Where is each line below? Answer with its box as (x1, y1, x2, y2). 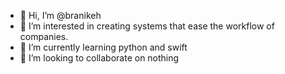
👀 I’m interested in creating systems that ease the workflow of (19, 20, 275, 32)
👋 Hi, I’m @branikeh (19, 10, 102, 21)
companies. (19, 31, 69, 42)
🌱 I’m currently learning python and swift (19, 41, 188, 53)
